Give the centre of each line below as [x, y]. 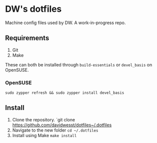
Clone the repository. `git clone [44, 119]
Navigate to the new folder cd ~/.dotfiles [55, 130]
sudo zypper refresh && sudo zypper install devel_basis [65, 93]
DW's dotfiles [33, 9]
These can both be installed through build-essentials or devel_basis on [79, 64]
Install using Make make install [45, 135]
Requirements [27, 38]
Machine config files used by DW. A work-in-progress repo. [65, 23]
